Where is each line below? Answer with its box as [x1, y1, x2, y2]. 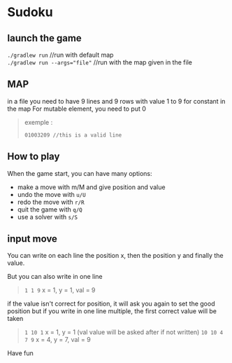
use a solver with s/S [17, 212, 78, 221]
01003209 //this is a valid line [24, 131, 122, 139]
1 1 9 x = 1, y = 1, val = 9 [24, 286, 96, 294]
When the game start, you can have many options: [7, 169, 152, 177]
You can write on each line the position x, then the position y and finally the [7, 252, 224, 260]
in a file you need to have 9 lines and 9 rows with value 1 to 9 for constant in [7, 97, 226, 105]
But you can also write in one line [7, 273, 103, 281]
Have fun [7, 349, 34, 357]
